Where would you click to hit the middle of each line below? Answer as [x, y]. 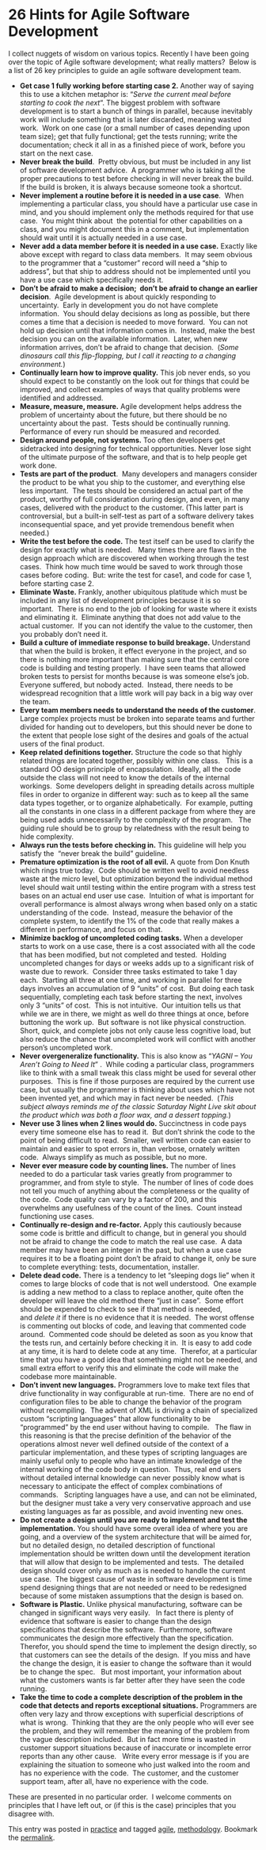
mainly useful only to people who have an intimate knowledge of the [131, 1461]
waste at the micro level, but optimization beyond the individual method [136, 878]
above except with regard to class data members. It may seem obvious [136, 254]
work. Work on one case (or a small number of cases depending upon [135, 128]
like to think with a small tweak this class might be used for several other [138, 1073]
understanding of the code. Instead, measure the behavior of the [126, 912]
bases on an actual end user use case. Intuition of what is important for [137, 896]
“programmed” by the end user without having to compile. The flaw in [135, 1427]
